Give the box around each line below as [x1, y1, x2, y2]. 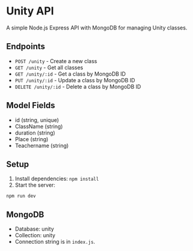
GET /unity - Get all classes [14, 64, 83, 71]
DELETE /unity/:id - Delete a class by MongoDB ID [14, 83, 141, 90]
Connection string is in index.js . [14, 238, 95, 246]
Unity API [6, 4, 54, 18]
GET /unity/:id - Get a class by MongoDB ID [14, 70, 126, 77]
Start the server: [14, 181, 56, 189]
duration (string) [14, 129, 56, 136]
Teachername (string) [14, 142, 69, 149]
